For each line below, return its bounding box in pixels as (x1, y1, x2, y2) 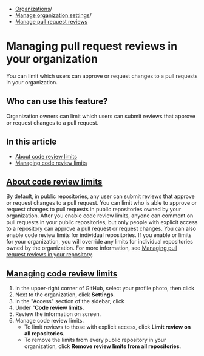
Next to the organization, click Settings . (15, 291, 115, 298)
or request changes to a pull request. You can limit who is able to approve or (6, 199, 197, 207)
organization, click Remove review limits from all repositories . (24, 343, 182, 350)
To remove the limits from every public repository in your (24, 337, 166, 344)
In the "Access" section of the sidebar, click (15, 298, 124, 305)
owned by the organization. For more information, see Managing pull (6, 244, 178, 252)
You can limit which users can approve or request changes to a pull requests (6, 72, 198, 80)
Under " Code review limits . (15, 304, 84, 312)
